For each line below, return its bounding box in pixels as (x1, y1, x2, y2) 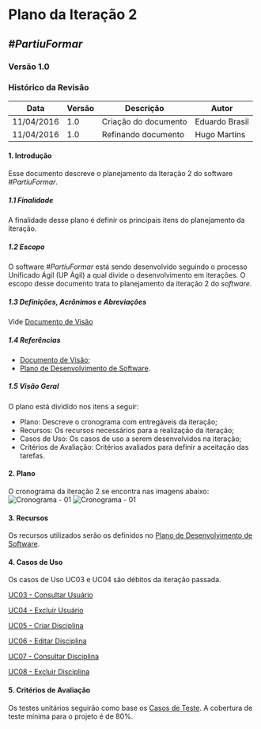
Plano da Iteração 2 (8, 6, 138, 24)
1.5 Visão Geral (8, 382, 59, 391)
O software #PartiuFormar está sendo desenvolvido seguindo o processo (8, 262, 248, 271)
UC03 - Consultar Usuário (8, 590, 93, 600)
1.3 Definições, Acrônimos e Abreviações (8, 297, 147, 306)
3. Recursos (8, 513, 49, 523)
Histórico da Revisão (8, 82, 89, 93)
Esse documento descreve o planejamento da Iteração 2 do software (8, 169, 233, 178)
